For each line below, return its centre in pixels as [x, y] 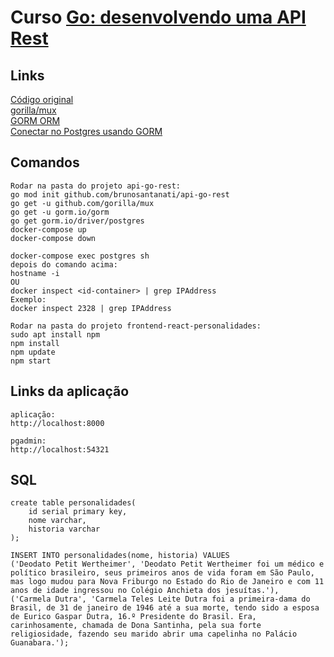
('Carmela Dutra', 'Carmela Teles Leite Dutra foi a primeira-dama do [160, 599]
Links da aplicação [70, 391]
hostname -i [35, 273]
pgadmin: [28, 441]
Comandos [45, 162]
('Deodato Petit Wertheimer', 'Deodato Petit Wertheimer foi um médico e [167, 564]
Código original [42, 99]
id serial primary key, [78, 512]
